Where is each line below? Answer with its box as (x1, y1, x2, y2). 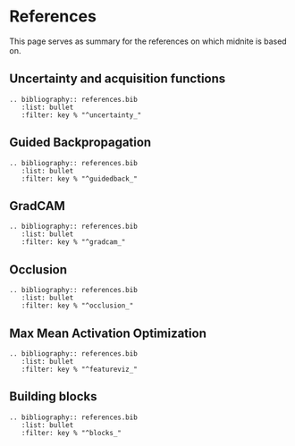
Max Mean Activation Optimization (9, 325, 207, 341)
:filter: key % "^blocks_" (21, 428, 122, 437)
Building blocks (9, 389, 97, 404)
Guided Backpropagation (9, 135, 152, 150)
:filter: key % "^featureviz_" (21, 365, 139, 374)
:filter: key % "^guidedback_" (21, 174, 139, 183)
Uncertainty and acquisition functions (9, 72, 226, 87)
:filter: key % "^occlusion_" (21, 301, 134, 310)
